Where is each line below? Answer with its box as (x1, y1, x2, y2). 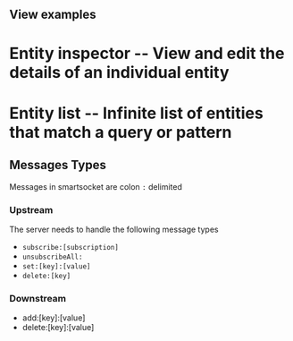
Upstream (9, 203, 54, 216)
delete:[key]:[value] (21, 322, 95, 333)
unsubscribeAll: (21, 252, 83, 261)
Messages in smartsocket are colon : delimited (9, 181, 183, 192)
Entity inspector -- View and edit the (9, 43, 285, 64)
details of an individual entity (9, 62, 230, 82)
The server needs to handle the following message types (9, 224, 219, 234)
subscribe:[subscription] (21, 243, 119, 251)
